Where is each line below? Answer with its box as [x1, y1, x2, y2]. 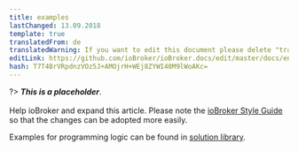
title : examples [9, 12, 69, 22]
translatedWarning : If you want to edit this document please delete [9, 46, 272, 55]
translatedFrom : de [9, 37, 82, 47]
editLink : [9, 54, 46, 63]
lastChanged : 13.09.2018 [9, 21, 101, 30]
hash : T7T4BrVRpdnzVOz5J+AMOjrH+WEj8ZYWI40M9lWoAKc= [9, 63, 208, 72]
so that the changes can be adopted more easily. [9, 114, 188, 125]
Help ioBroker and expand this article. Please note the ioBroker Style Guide [9, 105, 283, 116]
